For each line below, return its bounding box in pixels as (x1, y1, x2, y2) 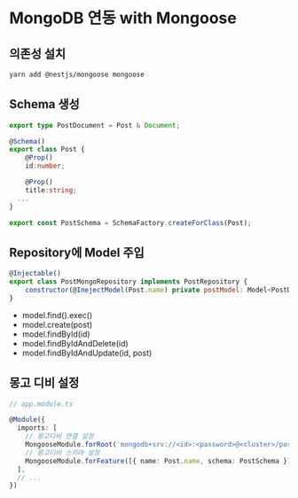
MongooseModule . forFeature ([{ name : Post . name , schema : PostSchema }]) (25, 456, 295, 465)
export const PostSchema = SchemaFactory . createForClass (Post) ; (9, 218, 252, 227)
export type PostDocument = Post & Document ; (9, 121, 180, 129)
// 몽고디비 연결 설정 (25, 432, 94, 441)
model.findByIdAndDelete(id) (21, 338, 129, 348)
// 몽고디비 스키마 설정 (25, 448, 100, 457)
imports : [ (17, 424, 58, 432)
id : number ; (25, 161, 66, 171)
